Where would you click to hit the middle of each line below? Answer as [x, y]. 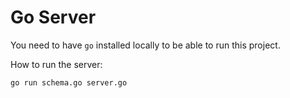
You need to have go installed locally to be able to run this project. [145, 45]
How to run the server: [56, 64]
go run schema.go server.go [69, 82]
